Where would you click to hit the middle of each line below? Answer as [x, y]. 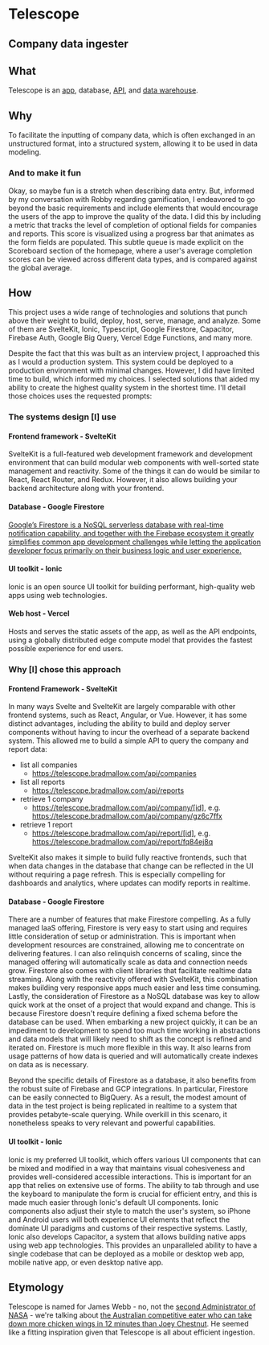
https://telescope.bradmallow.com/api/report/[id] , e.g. [121, 833]
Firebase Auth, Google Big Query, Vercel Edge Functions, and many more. [130, 338]
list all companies [49, 765]
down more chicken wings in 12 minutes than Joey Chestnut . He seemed [128, 1324]
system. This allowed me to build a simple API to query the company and [128, 741]
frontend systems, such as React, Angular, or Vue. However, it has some [128, 715]
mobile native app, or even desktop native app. [86, 1262]
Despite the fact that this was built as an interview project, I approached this [134, 353]
